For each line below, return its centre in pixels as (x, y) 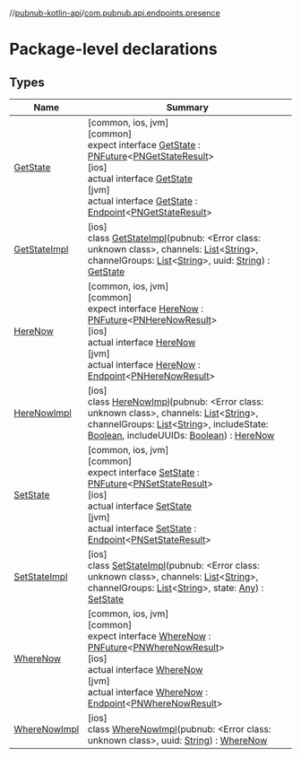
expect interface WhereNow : (150, 636)
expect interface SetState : (144, 472)
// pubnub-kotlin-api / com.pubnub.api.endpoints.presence (115, 13)
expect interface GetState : (145, 145)
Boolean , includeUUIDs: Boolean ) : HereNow (181, 436)
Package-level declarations (113, 49)
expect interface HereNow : (146, 309)
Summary (187, 107)
